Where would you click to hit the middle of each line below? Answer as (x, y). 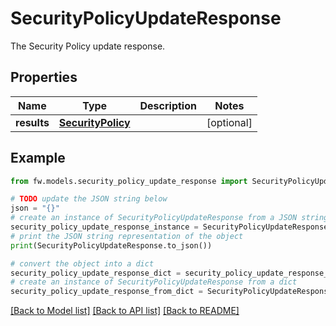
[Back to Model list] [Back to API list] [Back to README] (125, 311)
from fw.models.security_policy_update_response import (129, 181)
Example (38, 158)
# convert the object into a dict (82, 263)
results (32, 122)
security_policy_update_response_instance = (104, 227)
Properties (44, 77)
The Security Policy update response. (88, 46)
